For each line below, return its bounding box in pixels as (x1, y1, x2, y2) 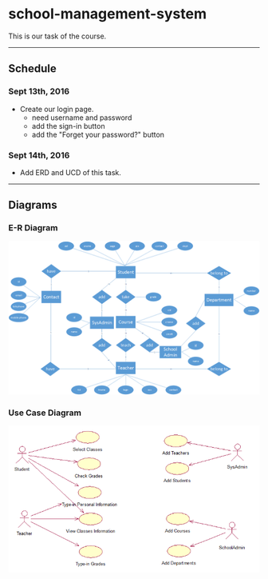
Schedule (8, 62, 57, 76)
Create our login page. (19, 104, 94, 114)
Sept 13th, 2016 (8, 86, 70, 97)
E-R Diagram (8, 222, 58, 234)
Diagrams (8, 198, 57, 212)
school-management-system (8, 5, 207, 23)
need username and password (31, 113, 132, 122)
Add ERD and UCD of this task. (19, 167, 122, 177)
